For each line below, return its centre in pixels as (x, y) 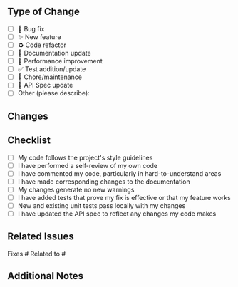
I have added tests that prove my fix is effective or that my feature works (124, 197)
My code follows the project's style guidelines (85, 157)
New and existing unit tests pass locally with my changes (102, 205)
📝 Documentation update (54, 53)
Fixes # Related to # (37, 254)
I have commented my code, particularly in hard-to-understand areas (119, 173)
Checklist (29, 141)
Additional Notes (46, 276)
